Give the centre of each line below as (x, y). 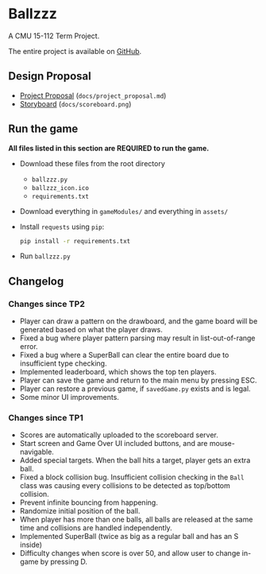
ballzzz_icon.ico (60, 188)
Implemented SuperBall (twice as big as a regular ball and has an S (129, 537)
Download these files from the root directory (92, 163)
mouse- (222, 444)
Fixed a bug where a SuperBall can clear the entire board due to (124, 355)
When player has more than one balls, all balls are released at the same (136, 520)
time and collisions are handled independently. (96, 528)
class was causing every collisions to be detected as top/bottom (125, 486)
